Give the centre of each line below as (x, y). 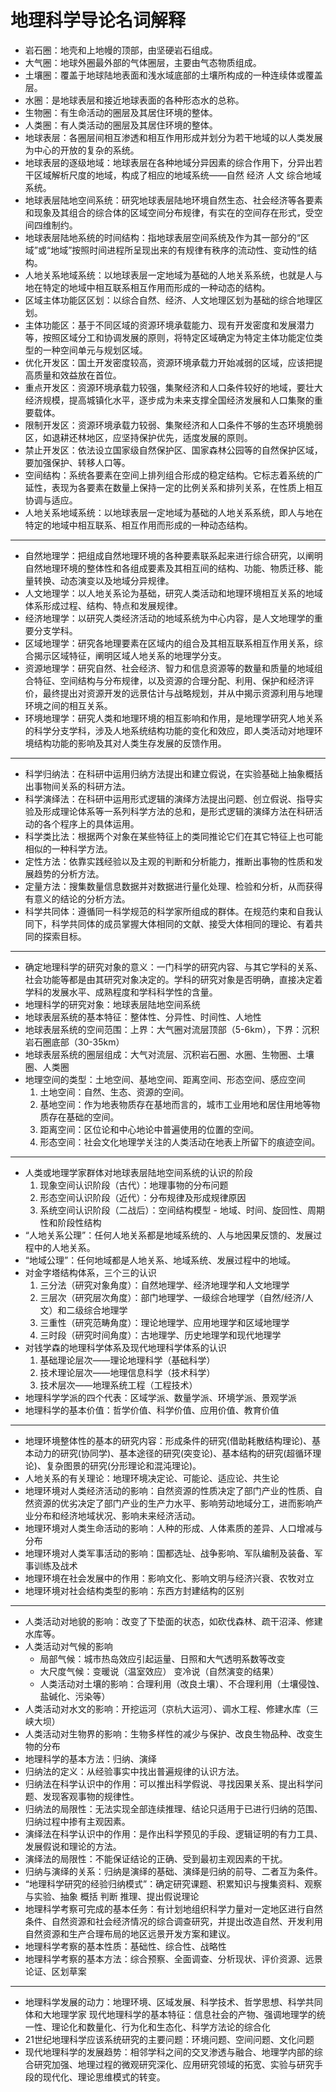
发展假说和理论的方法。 (73, 1846)
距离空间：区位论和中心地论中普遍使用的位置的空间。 (149, 1129)
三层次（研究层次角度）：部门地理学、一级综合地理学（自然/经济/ (172, 1297)
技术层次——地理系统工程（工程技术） (118, 1385)
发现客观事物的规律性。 (91, 1796)
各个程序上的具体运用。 (91, 823)
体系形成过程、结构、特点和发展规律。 (103, 605)
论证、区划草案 (55, 1971)
